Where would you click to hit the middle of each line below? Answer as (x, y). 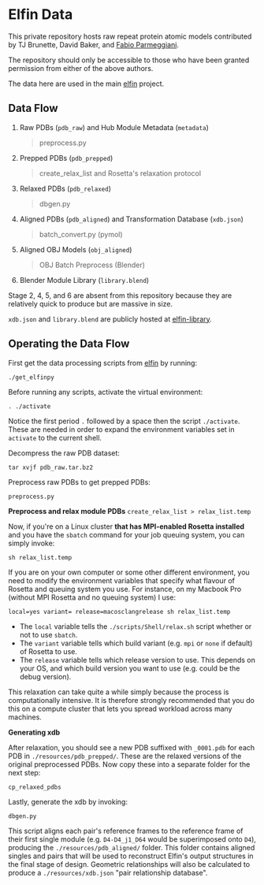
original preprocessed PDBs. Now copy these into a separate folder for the (129, 764)
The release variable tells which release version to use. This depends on (138, 660)
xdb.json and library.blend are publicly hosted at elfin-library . (110, 319)
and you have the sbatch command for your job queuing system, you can (126, 534)
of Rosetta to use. (48, 651)
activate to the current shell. (55, 437)
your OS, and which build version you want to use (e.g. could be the (130, 668)
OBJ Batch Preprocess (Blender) (92, 265)
